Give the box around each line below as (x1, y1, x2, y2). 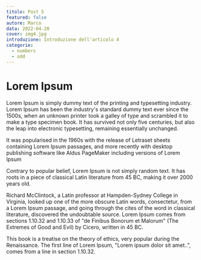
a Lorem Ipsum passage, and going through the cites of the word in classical (6, 204, 196, 211)
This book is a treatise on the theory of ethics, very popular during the (6, 235, 180, 242)
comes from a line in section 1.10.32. (6, 247, 96, 255)
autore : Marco (6, 20, 42, 26)
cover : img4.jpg (6, 31, 47, 37)
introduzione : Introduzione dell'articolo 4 (6, 37, 119, 43)
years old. (6, 180, 31, 187)
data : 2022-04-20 (6, 25, 50, 32)
